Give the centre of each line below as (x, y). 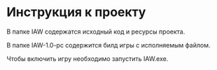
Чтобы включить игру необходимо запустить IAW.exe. (87, 58)
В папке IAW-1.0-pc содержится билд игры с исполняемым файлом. (108, 45)
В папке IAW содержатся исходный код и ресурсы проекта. (96, 31)
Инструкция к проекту (76, 12)
